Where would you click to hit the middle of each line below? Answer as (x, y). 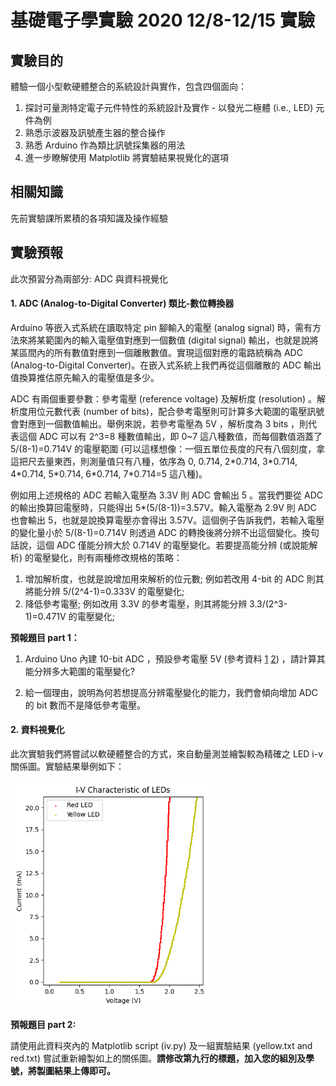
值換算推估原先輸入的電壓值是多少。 (85, 377)
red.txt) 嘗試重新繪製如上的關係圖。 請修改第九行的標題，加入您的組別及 (158, 1058)
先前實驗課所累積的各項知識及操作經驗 (89, 218)
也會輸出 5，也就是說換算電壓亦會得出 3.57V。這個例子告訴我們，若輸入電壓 (167, 520)
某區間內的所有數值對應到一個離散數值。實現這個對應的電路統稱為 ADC (156, 352)
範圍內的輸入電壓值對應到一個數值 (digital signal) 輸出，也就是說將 (181, 340)
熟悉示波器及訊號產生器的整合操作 (95, 132)
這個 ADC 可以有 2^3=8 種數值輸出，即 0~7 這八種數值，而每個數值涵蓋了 (170, 436)
